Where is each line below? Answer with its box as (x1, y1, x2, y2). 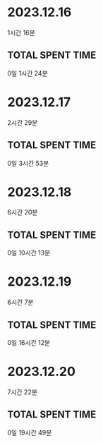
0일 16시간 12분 (7, 339, 51, 346)
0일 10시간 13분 (7, 248, 51, 257)
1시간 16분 (7, 28, 35, 37)
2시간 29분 (7, 118, 38, 127)
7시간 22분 (7, 387, 37, 396)
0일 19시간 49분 (7, 428, 52, 437)
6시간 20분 (7, 208, 38, 217)
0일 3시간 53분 (7, 159, 49, 167)
